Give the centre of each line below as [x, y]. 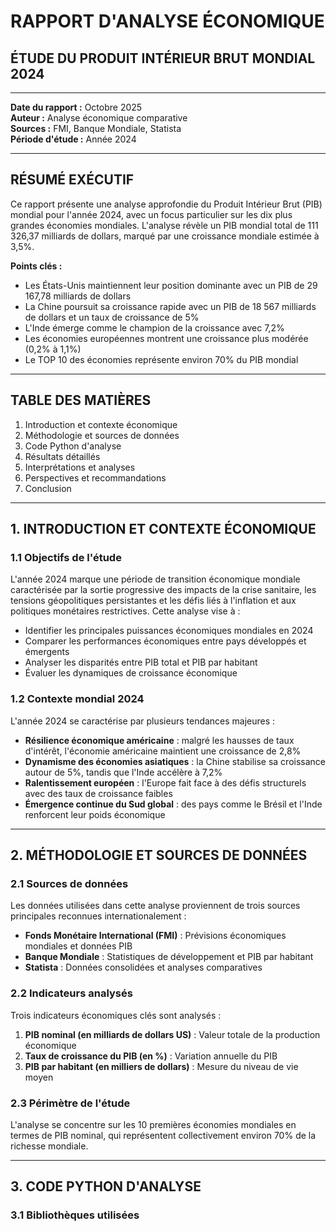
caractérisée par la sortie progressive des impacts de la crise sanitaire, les [163, 590]
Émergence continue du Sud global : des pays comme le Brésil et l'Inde [173, 804]
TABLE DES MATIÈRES [81, 400]
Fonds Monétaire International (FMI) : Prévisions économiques [155, 936]
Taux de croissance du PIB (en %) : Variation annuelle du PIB [151, 1056]
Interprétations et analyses [80, 467]
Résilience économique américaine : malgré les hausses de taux [159, 740]
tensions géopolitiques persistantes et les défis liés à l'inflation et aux [153, 601]
